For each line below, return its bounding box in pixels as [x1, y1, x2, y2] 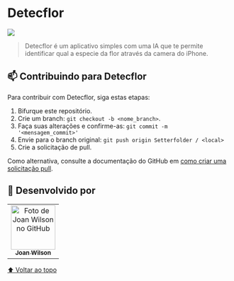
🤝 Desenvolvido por [7, 185, 96, 197]
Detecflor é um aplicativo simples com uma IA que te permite [24, 41, 204, 50]
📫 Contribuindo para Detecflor [7, 71, 147, 83]
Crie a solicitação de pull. [17, 143, 92, 151]
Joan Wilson [15, 249, 52, 257]
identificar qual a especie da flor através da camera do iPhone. [24, 49, 208, 57]
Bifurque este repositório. [17, 106, 92, 115]
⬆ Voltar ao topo [7, 265, 57, 274]
